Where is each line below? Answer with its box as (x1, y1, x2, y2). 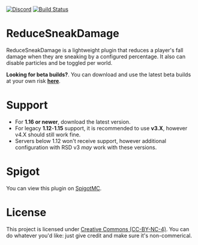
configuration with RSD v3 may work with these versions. (14, 144, 157, 151)
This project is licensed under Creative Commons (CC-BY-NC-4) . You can (6, 225, 190, 232)
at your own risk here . (6, 77, 61, 84)
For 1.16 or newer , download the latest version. (14, 118, 131, 126)
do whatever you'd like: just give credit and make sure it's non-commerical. (6, 232, 192, 239)
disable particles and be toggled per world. (6, 59, 113, 66)
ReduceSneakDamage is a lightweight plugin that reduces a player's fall (6, 46, 184, 53)
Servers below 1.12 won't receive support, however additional (14, 137, 167, 144)
